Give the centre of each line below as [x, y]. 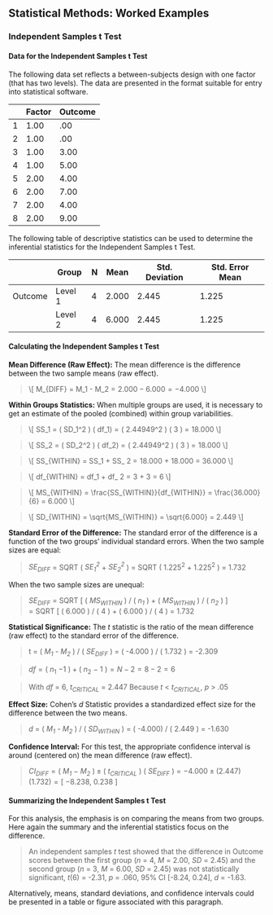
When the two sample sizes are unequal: [76, 585]
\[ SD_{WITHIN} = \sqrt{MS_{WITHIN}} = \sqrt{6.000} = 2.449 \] [136, 517]
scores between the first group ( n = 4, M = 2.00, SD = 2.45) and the [142, 860]
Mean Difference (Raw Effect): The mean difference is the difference [125, 364]
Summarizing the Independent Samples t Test [87, 800]
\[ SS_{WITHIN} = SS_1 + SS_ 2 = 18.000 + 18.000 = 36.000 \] [131, 460]
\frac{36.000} [237, 492]
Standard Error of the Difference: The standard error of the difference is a [133, 532]
